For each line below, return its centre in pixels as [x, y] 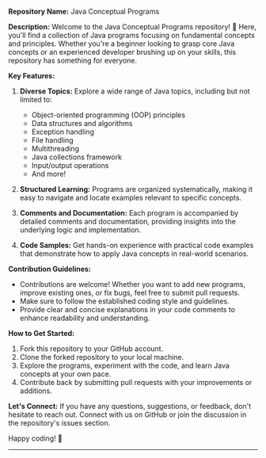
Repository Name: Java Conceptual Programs [84, 11]
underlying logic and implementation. [80, 230]
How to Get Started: [42, 333]
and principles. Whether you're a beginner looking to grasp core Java [122, 44]
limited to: [36, 99]
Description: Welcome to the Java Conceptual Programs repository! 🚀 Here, [133, 27]
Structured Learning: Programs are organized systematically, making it [136, 189]
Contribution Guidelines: [49, 269]
